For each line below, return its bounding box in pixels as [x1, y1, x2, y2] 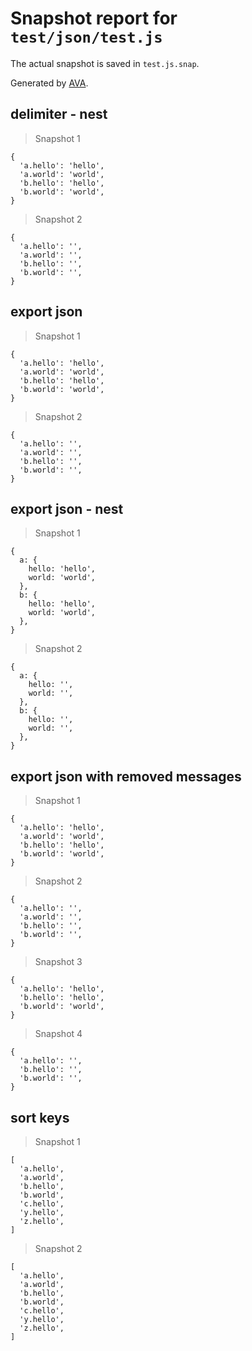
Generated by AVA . [10, 77, 89, 89]
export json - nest [10, 500, 124, 517]
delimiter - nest [10, 106, 108, 123]
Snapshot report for [10, 7, 178, 30]
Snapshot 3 [34, 956, 83, 968]
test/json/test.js [10, 28, 163, 47]
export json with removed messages [10, 768, 242, 785]
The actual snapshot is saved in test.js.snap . [10, 57, 200, 69]
